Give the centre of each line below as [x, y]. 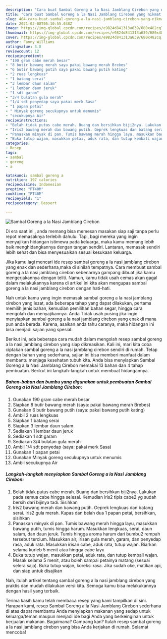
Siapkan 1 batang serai [36, 421]
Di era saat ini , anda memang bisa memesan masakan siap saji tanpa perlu [82, 231]
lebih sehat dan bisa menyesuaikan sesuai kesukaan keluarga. [69, 252]
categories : [18, 144]
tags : [11, 153]
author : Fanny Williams [30, 42]
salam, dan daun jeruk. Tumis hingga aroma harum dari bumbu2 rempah [86, 534]
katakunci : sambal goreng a [35, 175]
